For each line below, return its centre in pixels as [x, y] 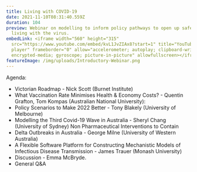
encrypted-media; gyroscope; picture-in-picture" [73, 55]
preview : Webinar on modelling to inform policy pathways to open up [93, 28]
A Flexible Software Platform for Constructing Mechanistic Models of [98, 145]
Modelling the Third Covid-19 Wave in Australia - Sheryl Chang [90, 120]
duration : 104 [23, 22]
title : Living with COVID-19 [42, 11]
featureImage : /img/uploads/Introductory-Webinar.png [73, 60]
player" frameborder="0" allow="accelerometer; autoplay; [84, 50]
